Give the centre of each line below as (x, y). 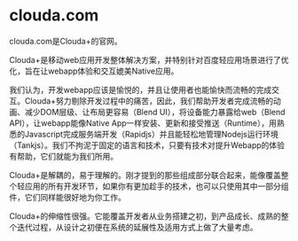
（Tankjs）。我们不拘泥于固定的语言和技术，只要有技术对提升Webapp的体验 (147, 145)
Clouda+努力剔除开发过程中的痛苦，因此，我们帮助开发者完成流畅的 (149, 101)
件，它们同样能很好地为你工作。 (67, 197)
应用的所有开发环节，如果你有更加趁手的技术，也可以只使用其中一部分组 (157, 186)
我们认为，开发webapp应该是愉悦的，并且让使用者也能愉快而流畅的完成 (141, 89)
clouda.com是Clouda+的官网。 (66, 41)
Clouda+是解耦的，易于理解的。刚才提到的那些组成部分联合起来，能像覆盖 (145, 175)
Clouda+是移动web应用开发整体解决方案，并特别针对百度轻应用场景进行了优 (149, 59)
